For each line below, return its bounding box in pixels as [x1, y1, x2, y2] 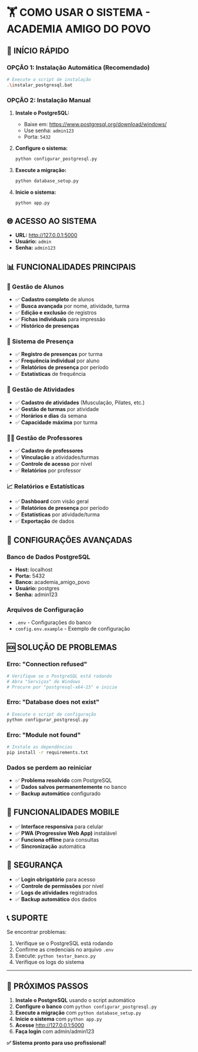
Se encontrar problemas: [6, 929, 67, 936]
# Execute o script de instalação [6, 76, 92, 82]
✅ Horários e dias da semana [15, 412, 87, 419]
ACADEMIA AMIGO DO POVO [6, 22, 151, 36]
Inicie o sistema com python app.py [15, 1016, 102, 1023]
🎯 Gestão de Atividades [6, 385, 75, 394]
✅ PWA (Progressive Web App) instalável [15, 829, 117, 836]
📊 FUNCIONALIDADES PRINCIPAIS [6, 262, 136, 272]
